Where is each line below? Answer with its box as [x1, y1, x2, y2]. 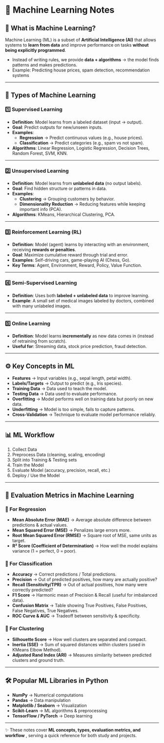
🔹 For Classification [5, 560, 53, 567]
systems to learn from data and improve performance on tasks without [5, 42, 149, 48]
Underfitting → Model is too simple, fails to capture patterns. [12, 406, 135, 412]
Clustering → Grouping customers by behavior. [19, 196, 115, 202]
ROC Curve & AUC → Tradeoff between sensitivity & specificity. [12, 613, 141, 619]
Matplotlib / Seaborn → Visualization [12, 702, 87, 708]
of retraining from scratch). [12, 338, 67, 344]
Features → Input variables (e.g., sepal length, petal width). [12, 375, 132, 381]
